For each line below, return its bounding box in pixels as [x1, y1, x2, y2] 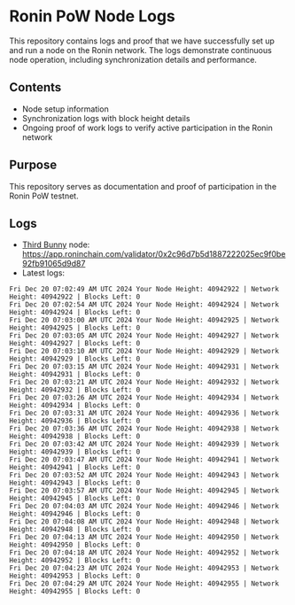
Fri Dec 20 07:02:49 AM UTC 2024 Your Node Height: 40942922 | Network [9, 285, 279, 294]
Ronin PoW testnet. [9, 190, 79, 201]
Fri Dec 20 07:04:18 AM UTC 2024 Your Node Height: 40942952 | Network [9, 548, 279, 557]
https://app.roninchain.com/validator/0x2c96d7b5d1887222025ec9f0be [21, 249, 286, 260]
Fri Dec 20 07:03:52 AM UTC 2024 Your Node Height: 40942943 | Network [9, 471, 279, 480]
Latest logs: [21, 268, 65, 278]
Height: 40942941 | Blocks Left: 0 [9, 463, 141, 472]
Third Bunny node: [21, 239, 90, 250]
